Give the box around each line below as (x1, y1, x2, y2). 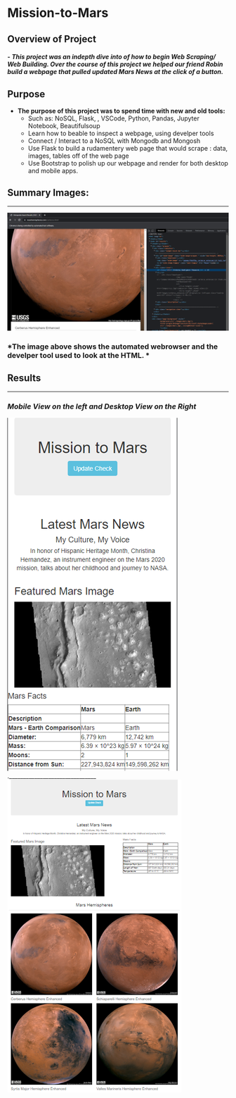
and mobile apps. (27, 166, 79, 175)
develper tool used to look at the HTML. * (7, 350, 150, 360)
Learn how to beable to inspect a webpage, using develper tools (27, 129, 214, 137)
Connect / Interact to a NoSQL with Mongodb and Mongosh (27, 136, 201, 145)
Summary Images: (7, 187, 89, 199)
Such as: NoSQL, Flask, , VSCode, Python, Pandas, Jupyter (27, 114, 200, 123)
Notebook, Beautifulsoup (27, 121, 100, 130)
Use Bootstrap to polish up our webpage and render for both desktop (27, 158, 228, 167)
